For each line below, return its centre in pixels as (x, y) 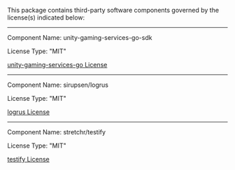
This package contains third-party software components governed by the (113, 10)
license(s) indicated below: (46, 17)
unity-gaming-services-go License (57, 65)
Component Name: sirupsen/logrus (58, 85)
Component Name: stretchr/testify (57, 132)
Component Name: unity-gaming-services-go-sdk (80, 37)
